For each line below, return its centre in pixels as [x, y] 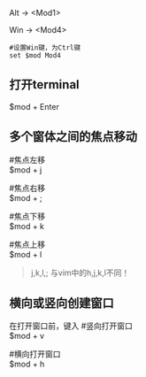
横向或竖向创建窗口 [61, 303]
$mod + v [27, 336]
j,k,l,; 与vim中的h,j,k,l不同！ [80, 273]
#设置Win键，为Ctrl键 [45, 48]
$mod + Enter [34, 106]
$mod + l [26, 254]
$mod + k [27, 226]
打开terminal [44, 85]
